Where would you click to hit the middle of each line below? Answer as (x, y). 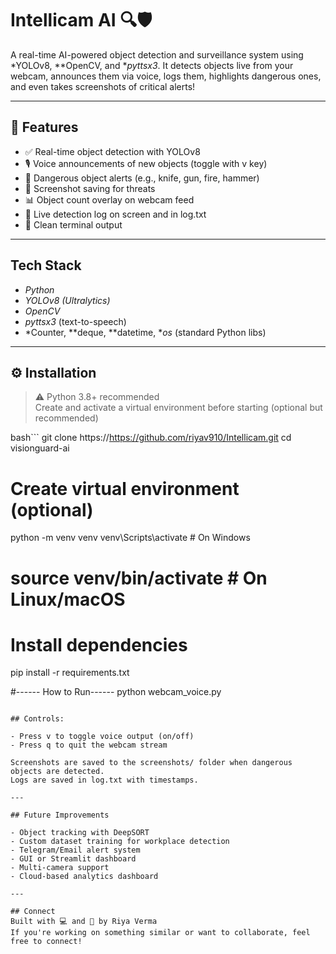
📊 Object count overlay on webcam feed (109, 199)
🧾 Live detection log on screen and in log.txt (115, 214)
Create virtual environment (125, 488)
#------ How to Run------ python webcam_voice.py (116, 692)
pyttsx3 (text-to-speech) (75, 321)
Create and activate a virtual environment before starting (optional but (178, 408)
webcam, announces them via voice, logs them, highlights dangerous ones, (166, 76)
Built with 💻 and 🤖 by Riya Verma (84, 922)
